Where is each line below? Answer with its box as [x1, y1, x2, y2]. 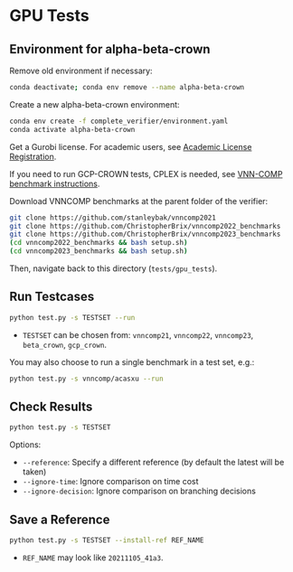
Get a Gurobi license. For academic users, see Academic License [9, 141, 252, 152]
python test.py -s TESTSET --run [9, 313, 136, 322]
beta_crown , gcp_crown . [22, 339, 107, 350]
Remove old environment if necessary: [9, 65, 153, 76]
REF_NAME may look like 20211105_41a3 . [22, 552, 164, 563]
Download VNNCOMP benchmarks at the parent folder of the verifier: [9, 195, 269, 206]
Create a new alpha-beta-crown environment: [9, 98, 180, 109]
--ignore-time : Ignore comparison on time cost [22, 476, 199, 487]
